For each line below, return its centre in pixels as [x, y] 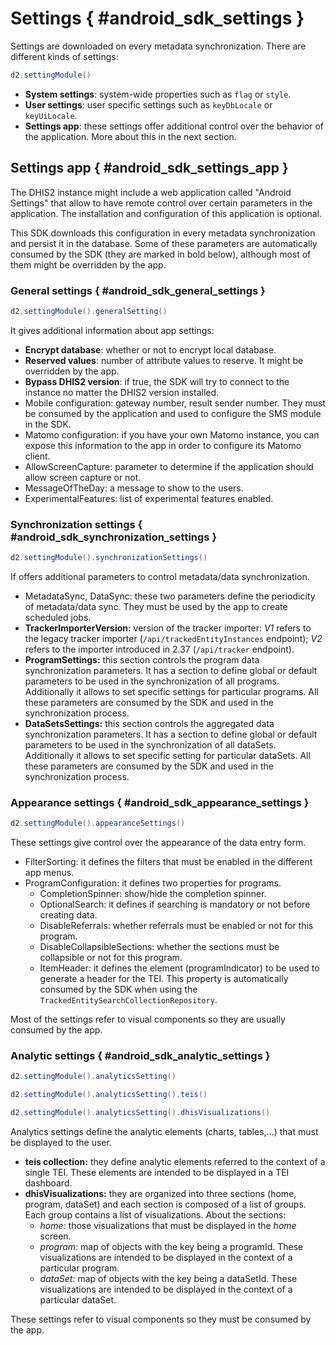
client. [37, 456]
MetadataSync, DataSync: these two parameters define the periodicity [170, 596]
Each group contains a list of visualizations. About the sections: [155, 1215]
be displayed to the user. [61, 1143]
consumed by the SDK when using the [118, 989]
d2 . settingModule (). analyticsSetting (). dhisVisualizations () [140, 1113]
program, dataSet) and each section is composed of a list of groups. [165, 1204]
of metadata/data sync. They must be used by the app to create [156, 606]
